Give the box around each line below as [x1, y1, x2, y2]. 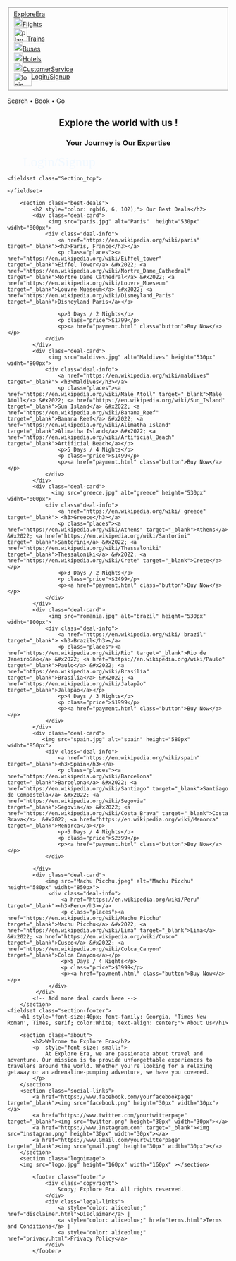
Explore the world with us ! [58, 117, 178, 129]
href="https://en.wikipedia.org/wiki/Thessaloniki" [7, 545, 162, 552]
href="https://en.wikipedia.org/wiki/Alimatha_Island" [7, 422, 172, 429]
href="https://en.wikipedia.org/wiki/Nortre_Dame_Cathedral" [7, 268, 191, 275]
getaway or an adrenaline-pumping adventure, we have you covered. [7, 1069, 210, 1076]
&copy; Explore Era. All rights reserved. [57, 1186, 185, 1193]
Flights [22, 20, 42, 28]
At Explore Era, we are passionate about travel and [44, 1050, 203, 1057]
